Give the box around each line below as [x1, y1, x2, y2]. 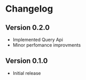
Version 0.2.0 [5, 23, 50, 32]
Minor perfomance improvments [12, 42, 81, 48]
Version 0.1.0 [5, 57, 48, 65]
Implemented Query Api [12, 36, 63, 43]
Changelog [5, 3, 53, 15]
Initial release [12, 70, 41, 76]
